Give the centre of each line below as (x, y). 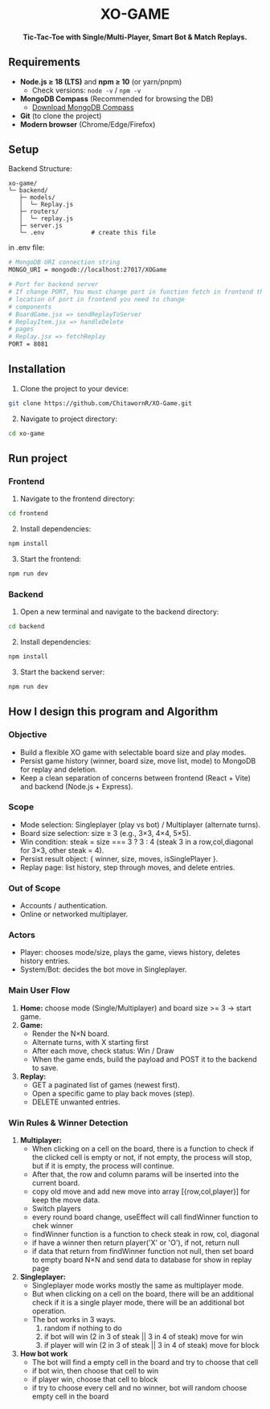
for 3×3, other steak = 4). (62, 850)
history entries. (45, 961)
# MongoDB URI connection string (64, 262)
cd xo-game (27, 433)
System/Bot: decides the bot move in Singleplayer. (103, 969)
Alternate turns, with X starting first (90, 1042)
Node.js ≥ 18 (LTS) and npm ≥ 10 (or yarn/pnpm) (101, 81)
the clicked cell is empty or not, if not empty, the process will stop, (142, 1157)
